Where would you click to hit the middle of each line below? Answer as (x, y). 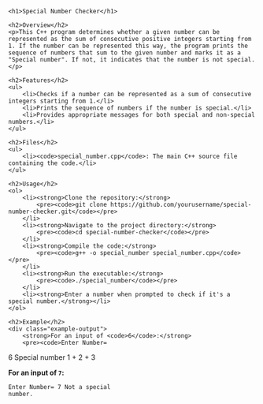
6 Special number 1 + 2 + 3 (52, 357)
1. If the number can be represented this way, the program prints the (128, 46)
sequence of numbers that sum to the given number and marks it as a (125, 53)
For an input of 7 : (36, 372)
